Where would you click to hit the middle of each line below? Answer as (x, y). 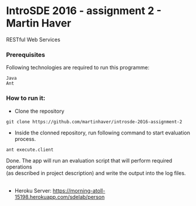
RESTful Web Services (33, 39)
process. (25, 139)
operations (19, 167)
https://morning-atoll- (79, 190)
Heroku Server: (33, 190)
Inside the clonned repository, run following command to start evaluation (102, 133)
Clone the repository (39, 111)
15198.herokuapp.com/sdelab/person (60, 197)
